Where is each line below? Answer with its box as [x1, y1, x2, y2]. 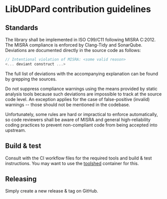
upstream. [5, 127, 26, 133]
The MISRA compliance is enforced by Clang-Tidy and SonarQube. [5, 42, 143, 48]
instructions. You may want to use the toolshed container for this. [5, 160, 139, 166]
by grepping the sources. [5, 76, 57, 82]
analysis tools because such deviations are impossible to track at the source [5, 91, 162, 97]
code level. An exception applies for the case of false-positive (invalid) [5, 96, 150, 102]
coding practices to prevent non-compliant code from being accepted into [5, 121, 158, 128]
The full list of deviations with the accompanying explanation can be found [5, 70, 159, 76]
